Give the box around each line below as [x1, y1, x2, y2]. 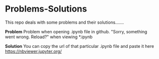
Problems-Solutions [5, 3, 87, 15]
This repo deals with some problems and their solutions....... [5, 19, 124, 25]
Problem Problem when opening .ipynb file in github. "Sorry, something [5, 29, 147, 34]
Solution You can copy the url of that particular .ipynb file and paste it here [5, 43, 154, 49]
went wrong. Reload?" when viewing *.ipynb [5, 34, 93, 40]
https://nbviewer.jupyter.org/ [5, 48, 62, 54]
